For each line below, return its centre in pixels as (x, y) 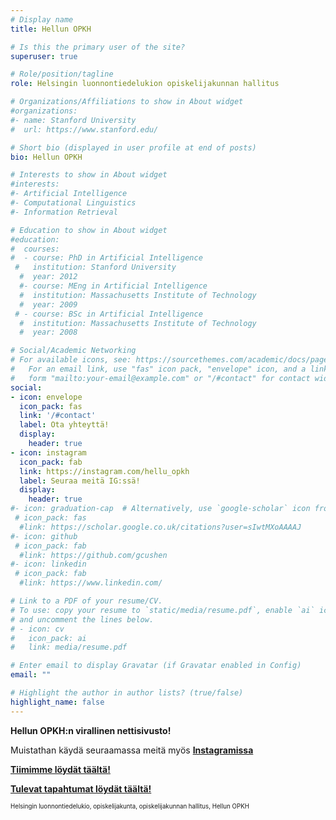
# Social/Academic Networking (73, 351)
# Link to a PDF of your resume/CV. (86, 601)
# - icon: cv (37, 629)
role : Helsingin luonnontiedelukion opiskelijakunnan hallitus (145, 84)
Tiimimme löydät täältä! (60, 769)
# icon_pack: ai (48, 638)
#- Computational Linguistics (73, 203)
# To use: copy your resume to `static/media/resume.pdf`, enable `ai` (162, 610)
